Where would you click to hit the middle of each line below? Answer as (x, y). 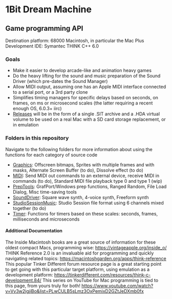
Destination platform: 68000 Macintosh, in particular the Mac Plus (75, 40)
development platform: (29, 274)
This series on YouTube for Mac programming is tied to (101, 280)
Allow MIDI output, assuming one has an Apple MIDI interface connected (89, 87)
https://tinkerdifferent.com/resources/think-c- (102, 274)
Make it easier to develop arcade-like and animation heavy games (82, 71)
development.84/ (24, 280)
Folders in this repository (37, 138)
